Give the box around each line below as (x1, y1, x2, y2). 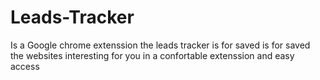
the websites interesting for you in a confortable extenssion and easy (10, 49, 295, 61)
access (10, 60, 40, 72)
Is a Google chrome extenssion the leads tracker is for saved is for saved (10, 39, 311, 51)
